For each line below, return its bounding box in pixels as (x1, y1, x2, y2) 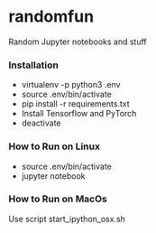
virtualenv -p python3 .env (21, 79, 121, 90)
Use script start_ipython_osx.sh (8, 213, 125, 224)
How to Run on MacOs (8, 192, 107, 205)
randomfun (8, 6, 95, 27)
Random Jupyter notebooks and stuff (8, 36, 148, 47)
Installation (8, 59, 60, 71)
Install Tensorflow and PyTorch (21, 108, 137, 119)
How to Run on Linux (8, 140, 101, 153)
